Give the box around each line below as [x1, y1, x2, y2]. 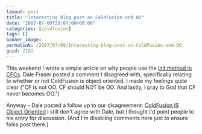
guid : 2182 [6, 48, 34, 54]
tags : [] [6, 31, 28, 37]
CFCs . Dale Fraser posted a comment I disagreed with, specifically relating [6, 70, 192, 78]
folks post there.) [6, 121, 49, 128]
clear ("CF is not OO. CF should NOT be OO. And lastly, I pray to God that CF [6, 84, 196, 91]
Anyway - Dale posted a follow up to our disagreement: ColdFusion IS [6, 102, 179, 109]
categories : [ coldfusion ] [6, 25, 71, 32]
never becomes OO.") [6, 90, 60, 97]
